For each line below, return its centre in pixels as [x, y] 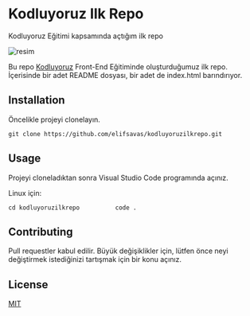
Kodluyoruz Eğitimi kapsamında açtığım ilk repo [86, 36]
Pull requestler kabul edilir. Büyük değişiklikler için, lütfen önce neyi [118, 251]
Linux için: [25, 193]
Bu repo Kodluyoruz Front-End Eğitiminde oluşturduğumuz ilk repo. [118, 66]
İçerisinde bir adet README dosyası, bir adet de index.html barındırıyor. [125, 75]
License [28, 285]
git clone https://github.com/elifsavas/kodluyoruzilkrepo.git [115, 134]
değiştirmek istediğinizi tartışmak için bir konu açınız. [95, 259]
